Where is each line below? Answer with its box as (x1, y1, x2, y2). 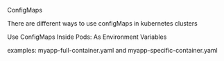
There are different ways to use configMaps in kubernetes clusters (7, 19, 198, 27)
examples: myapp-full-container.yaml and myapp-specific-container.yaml (7, 46, 218, 54)
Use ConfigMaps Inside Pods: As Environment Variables (7, 33, 167, 41)
